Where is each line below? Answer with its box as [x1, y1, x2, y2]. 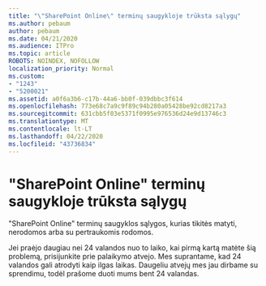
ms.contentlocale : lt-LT [8, 125, 92, 133]
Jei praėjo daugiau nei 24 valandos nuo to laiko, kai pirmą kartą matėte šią [8, 243, 257, 253]
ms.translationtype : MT [8, 117, 89, 126]
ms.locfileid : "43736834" [8, 139, 96, 148]
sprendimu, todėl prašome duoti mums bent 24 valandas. [8, 269, 199, 279]
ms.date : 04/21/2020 [8, 34, 79, 43]
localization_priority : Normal [8, 65, 114, 73]
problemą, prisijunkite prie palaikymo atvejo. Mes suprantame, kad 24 [8, 252, 242, 262]
